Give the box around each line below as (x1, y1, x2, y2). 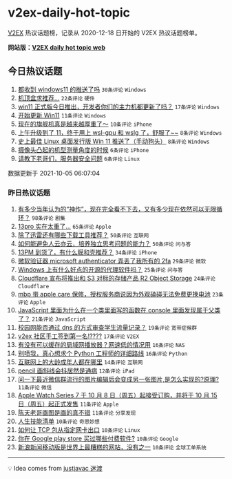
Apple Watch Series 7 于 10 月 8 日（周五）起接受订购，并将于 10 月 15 (17, 391, 218, 400)
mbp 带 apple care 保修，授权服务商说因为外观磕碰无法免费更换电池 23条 (17, 290, 224, 299)
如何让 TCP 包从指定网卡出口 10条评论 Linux (17, 426, 140, 434)
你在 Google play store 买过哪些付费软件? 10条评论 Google (17, 434, 178, 443)
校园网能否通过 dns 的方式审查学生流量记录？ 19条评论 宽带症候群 (17, 323, 198, 332)
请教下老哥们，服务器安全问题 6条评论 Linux (17, 154, 140, 162)
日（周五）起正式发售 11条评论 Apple (17, 400, 119, 408)
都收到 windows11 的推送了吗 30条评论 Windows (17, 85, 147, 93)
